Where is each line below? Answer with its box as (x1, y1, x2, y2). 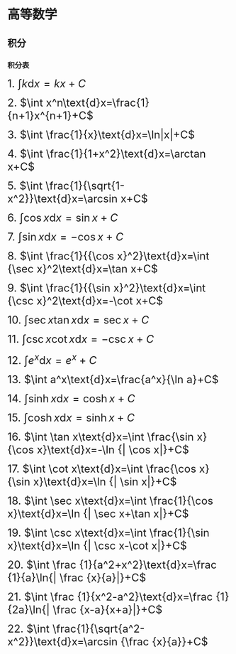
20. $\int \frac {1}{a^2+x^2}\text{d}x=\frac (7, 557, 218, 572)
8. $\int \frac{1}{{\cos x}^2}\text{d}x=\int (7, 249, 210, 263)
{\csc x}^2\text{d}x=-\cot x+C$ (7, 294, 164, 308)
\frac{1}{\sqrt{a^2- (52, 621, 145, 636)
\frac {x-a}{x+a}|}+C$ (52, 602, 163, 616)
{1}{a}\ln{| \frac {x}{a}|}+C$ (7, 570, 147, 584)
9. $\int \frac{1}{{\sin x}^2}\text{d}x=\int (7, 281, 206, 295)
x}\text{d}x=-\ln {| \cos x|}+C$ (36, 442, 189, 456)
